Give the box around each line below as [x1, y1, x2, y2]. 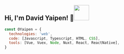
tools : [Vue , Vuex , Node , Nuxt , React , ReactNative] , [9, 40, 120, 45]
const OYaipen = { [4, 27, 42, 32]
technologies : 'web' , [9, 31, 53, 36]
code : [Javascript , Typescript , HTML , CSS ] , [9, 36, 100, 41]
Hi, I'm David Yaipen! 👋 [4, 14, 75, 22]
